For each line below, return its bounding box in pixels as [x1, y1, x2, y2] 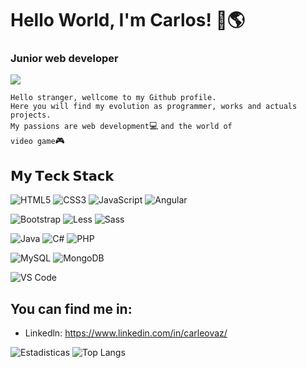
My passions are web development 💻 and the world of [10, 120, 233, 132]
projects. [10, 110, 52, 121]
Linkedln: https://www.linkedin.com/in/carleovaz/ [24, 327, 228, 339]
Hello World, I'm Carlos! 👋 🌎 [10, 9, 246, 32]
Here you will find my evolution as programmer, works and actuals [10, 102, 298, 112]
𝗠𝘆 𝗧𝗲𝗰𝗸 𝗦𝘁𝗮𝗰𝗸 [10, 167, 115, 184]
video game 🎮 [10, 135, 65, 147]
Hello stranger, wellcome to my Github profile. [10, 93, 217, 103]
